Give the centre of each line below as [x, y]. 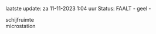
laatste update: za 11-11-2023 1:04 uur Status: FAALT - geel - [78, 8]
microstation [21, 26]
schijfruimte [20, 20]
